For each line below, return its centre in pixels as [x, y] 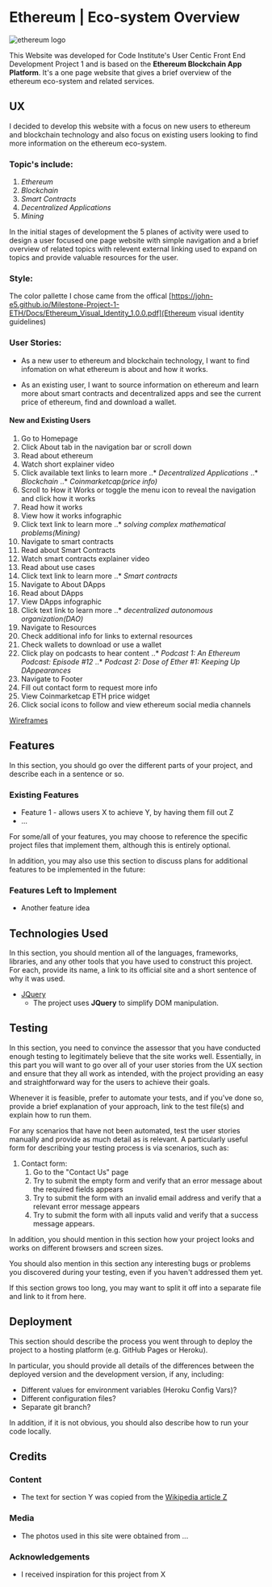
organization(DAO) [52, 618]
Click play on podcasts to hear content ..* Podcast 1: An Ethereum [130, 653]
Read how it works [52, 507]
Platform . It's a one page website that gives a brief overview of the [121, 72]
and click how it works [58, 498]
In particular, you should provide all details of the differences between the [132, 1365]
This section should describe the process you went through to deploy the [131, 1341]
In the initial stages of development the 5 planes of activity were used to [129, 232]
